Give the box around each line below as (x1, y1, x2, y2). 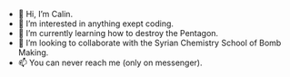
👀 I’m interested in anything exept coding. (17, 18, 175, 29)
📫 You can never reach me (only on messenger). (17, 57, 203, 68)
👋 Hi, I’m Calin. (17, 9, 74, 19)
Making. (17, 47, 49, 58)
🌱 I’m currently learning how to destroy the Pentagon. (17, 28, 219, 38)
